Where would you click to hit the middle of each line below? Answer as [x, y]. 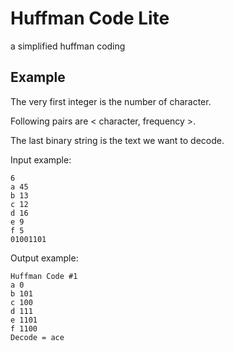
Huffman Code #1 [44, 276]
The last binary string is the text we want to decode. [117, 140]
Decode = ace [37, 337]
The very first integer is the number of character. [111, 101]
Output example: [44, 258]
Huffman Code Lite [90, 18]
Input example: [41, 159]
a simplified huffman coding [68, 46]
